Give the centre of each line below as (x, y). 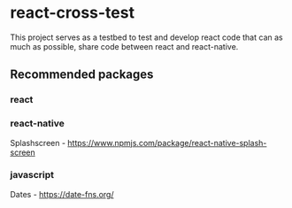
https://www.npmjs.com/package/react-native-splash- (167, 143)
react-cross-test (73, 13)
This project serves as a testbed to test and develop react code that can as (146, 37)
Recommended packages (82, 75)
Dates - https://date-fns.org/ (62, 194)
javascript (32, 175)
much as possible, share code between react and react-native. (124, 46)
